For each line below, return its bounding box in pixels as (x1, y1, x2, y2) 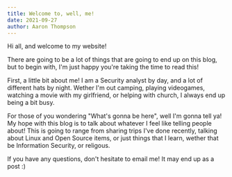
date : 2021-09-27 (7, 17, 58, 24)
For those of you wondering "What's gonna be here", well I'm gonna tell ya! (7, 112, 222, 120)
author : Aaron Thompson (7, 23, 76, 30)
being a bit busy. (7, 99, 55, 107)
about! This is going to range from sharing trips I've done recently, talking (7, 126, 217, 135)
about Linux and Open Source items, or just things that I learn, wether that (7, 134, 219, 142)
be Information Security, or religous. (7, 142, 110, 150)
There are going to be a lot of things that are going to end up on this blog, (7, 56, 217, 64)
